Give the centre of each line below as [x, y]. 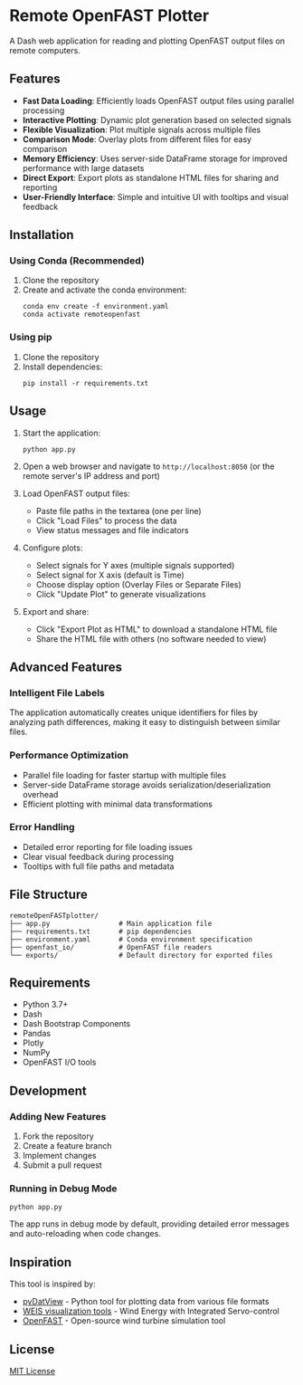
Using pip [31, 338]
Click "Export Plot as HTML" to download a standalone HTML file [156, 629]
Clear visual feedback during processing [98, 856]
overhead [40, 794]
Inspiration [41, 1262]
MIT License [33, 1371]
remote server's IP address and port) [91, 475]
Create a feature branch [67, 1146]
